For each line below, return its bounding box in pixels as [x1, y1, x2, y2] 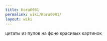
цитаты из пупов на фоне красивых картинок [5, 30, 102, 36]
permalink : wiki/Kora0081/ [5, 12, 62, 17]
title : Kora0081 [5, 7, 39, 12]
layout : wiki [5, 16, 33, 21]
